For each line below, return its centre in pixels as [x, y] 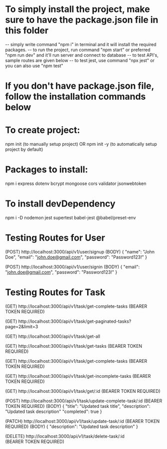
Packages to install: [47, 170]
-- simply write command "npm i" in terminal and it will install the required [81, 44]
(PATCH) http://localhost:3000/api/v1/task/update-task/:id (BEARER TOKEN [83, 421]
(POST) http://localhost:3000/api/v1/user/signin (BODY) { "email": [73, 267]
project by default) [24, 149]
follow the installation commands [76, 97]
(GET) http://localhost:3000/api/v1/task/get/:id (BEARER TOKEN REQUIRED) [83, 391]
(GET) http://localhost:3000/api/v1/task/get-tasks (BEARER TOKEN [74, 346]
